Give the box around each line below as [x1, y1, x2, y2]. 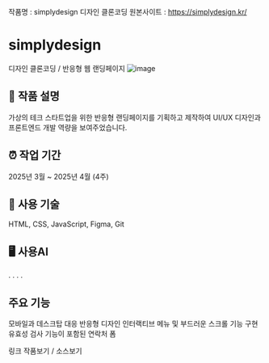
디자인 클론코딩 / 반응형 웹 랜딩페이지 [8, 63, 125, 73]
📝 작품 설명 [8, 90, 61, 103]
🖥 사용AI [8, 245, 48, 259]
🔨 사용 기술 [8, 197, 61, 211]
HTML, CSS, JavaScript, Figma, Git [8, 219, 125, 229]
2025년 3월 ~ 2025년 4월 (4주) [8, 171, 109, 181]
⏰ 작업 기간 [8, 149, 61, 163]
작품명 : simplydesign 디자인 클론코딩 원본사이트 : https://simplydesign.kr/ [8, 7, 248, 16]
